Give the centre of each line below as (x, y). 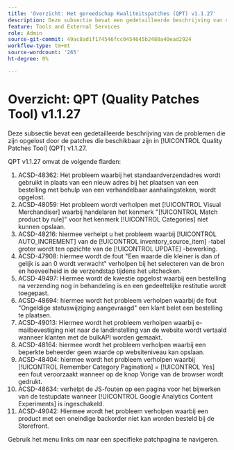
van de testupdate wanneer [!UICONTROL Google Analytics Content (115, 396)
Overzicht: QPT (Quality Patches (104, 99)
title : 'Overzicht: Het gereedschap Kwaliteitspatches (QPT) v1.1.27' (112, 14)
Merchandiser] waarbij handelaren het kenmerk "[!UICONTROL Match (118, 212)
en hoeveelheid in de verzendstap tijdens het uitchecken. (100, 271)
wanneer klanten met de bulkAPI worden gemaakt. (90, 337)
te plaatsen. (35, 315)
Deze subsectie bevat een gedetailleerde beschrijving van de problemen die (117, 133)
